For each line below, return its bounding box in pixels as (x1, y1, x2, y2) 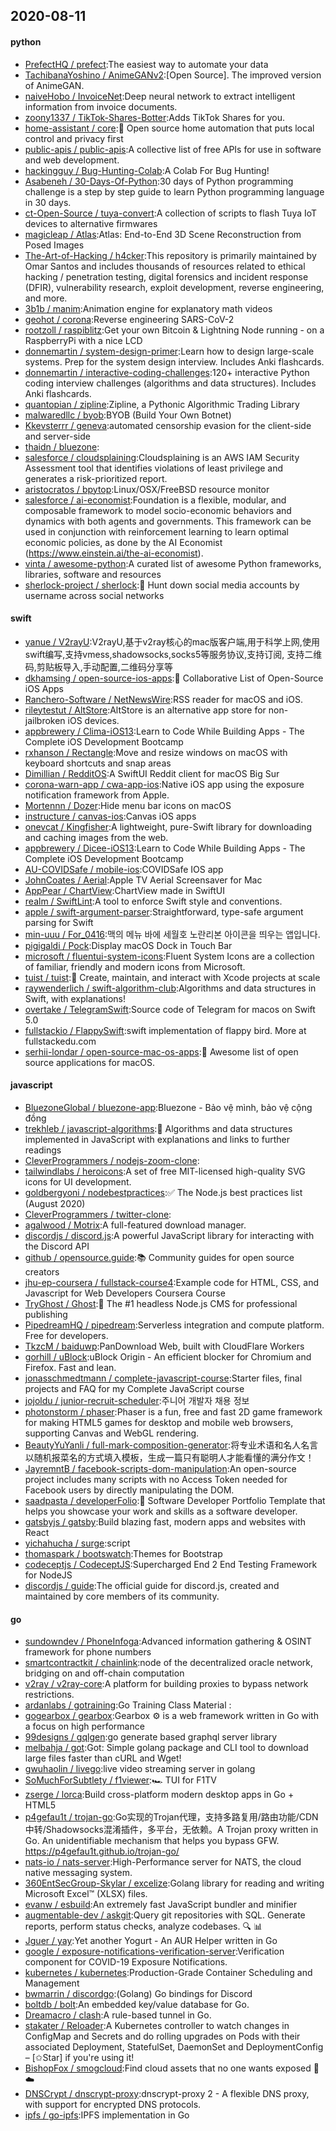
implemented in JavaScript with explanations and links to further (24, 1134, 290, 1145)
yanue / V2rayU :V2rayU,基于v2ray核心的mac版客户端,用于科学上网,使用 (24, 635, 320, 648)
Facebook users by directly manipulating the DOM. (24, 1484, 235, 1496)
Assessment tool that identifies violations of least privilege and (24, 462, 284, 474)
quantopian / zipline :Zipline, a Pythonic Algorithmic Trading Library (24, 398, 300, 410)
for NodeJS (24, 1569, 73, 1581)
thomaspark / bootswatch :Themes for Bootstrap (24, 1548, 223, 1559)
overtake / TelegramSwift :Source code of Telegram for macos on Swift (24, 1003, 316, 1015)
